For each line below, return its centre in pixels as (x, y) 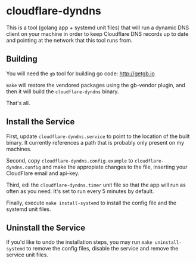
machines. (19, 149)
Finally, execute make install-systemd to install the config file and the (91, 203)
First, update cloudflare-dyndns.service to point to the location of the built (98, 136)
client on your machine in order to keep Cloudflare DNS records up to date (97, 33)
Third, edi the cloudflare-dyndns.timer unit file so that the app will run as (96, 185)
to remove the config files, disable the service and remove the (102, 249)
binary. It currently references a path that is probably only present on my (95, 142)
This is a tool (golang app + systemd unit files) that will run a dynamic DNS (98, 27)
